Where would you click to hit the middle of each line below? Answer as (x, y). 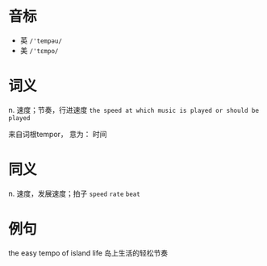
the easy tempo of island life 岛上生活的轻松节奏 (88, 253)
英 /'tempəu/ (41, 40)
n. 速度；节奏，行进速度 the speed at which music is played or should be (134, 110)
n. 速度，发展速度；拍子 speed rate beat (75, 193)
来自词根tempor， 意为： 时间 (58, 134)
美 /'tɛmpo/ (39, 50)
